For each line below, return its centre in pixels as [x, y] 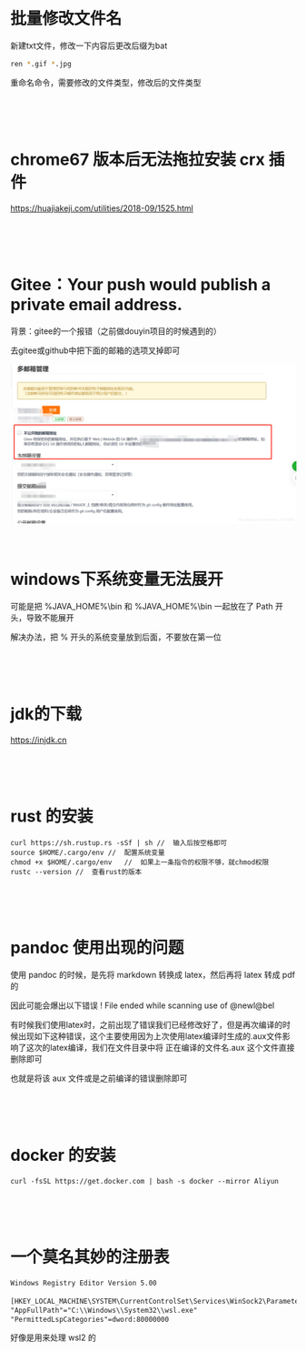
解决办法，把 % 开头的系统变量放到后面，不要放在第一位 [116, 637]
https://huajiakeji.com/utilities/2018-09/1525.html [102, 208]
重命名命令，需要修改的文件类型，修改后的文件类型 [106, 82]
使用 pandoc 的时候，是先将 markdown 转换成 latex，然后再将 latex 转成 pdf [153, 974]
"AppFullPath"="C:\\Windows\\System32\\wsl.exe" [104, 1310]
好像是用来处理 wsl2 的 [53, 1337]
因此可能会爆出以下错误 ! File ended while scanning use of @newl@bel [143, 1005]
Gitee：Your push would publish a [141, 284]
